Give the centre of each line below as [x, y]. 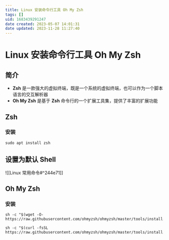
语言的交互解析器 [30, 95]
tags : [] [14, 15]
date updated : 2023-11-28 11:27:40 [43, 29]
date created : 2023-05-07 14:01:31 [43, 24]
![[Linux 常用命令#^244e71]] [34, 173]
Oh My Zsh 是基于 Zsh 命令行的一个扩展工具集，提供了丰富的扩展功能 [85, 101]
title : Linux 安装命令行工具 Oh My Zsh [44, 10]
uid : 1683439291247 [26, 19]
